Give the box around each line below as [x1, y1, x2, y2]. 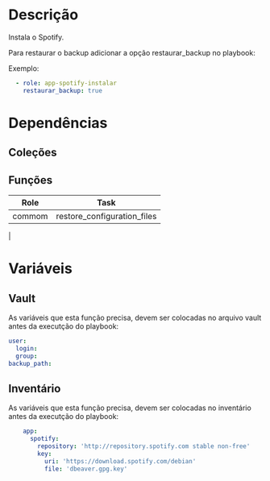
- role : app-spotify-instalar [15, 79, 117, 87]
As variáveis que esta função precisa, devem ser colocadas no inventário [8, 403, 251, 413]
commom [12, 211, 48, 222]
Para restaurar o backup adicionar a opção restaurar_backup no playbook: [8, 48, 255, 57]
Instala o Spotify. [8, 32, 64, 42]
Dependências [8, 114, 108, 132]
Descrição [8, 6, 79, 24]
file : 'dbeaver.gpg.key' [44, 465, 128, 473]
